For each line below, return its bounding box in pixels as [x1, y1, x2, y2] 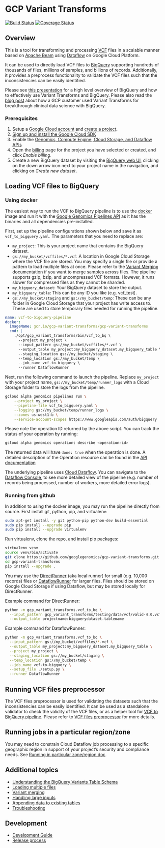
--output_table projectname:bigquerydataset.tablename [9, 616, 124, 621]
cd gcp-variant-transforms [5, 559, 60, 564]
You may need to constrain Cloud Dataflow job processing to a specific [5, 741, 149, 747]
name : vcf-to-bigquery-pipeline [5, 315, 71, 320]
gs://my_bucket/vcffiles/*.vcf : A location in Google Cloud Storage [12, 253, 150, 259]
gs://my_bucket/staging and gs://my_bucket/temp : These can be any [12, 295, 151, 301]
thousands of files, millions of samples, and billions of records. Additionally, [5, 67, 158, 73]
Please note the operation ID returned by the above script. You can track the [5, 426, 160, 432]
